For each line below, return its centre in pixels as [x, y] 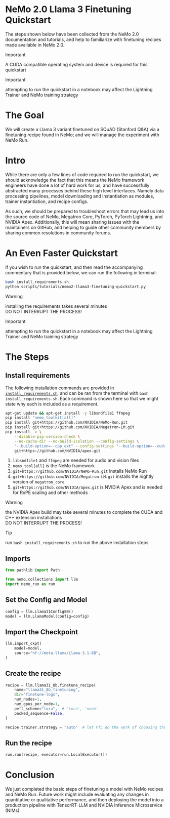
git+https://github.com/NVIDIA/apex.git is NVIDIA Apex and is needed [88, 487]
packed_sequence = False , [39, 713]
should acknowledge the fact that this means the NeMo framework [75, 180]
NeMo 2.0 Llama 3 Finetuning [68, 9]
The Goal [25, 115]
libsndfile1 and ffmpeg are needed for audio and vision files [76, 460]
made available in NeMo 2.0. [35, 45]
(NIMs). [13, 810]
